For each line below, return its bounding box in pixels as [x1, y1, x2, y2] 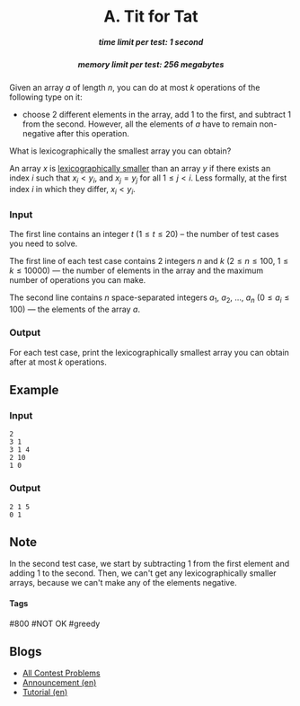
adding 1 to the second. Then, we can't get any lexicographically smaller [9, 568, 277, 578]
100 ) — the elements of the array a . [9, 304, 141, 315]
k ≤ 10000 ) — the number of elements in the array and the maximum [9, 265, 263, 276]
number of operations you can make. [9, 275, 146, 286]
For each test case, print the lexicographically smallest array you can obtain [9, 347, 290, 357]
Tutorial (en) [22, 687, 68, 698]
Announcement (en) [22, 677, 97, 688]
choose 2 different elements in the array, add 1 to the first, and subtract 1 [22, 109, 292, 119]
